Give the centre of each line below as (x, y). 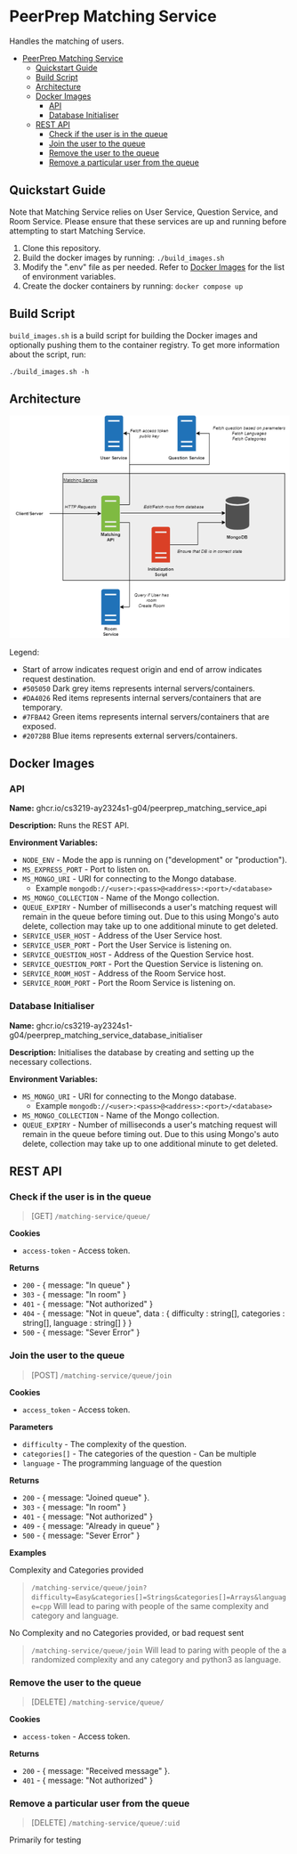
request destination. (59, 679)
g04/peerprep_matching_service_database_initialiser (106, 1035)
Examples (28, 1552)
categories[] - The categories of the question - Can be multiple (139, 1453)
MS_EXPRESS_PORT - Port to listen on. (86, 869)
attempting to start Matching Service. (77, 231)
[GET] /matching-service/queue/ (91, 1216)
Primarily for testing (45, 1840)
